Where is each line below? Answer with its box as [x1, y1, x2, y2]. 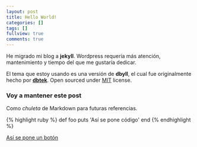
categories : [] [6, 20, 44, 25]
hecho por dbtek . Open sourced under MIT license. [6, 76, 132, 84]
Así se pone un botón [6, 134, 58, 141]
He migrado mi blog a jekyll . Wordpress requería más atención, [6, 53, 161, 59]
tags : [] [6, 25, 28, 31]
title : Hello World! [6, 14, 58, 20]
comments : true [6, 36, 44, 42]
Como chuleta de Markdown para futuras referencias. [6, 105, 138, 112]
